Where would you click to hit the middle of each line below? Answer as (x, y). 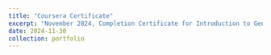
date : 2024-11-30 (38, 31)
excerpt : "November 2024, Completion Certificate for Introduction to (129, 23)
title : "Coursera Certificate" (61, 16)
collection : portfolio (46, 38)
